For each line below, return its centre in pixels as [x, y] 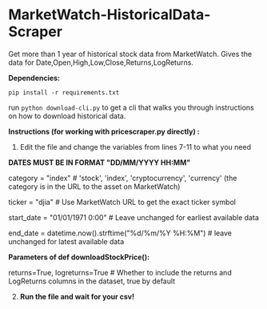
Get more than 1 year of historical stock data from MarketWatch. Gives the [130, 54]
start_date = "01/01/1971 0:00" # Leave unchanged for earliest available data [134, 217]
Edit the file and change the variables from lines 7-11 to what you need [135, 146]
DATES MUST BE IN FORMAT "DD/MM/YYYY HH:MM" [100, 163]
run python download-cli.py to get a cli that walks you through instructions [131, 107]
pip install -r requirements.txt [64, 92]
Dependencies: [34, 78]
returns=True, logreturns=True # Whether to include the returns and [120, 272]
